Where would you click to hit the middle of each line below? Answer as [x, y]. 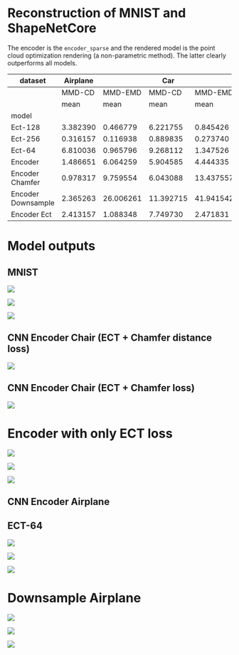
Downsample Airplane [74, 598]
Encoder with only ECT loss [90, 433]
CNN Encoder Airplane [59, 502]
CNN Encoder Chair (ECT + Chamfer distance [110, 338]
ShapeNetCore [52, 28]
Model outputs [52, 246]
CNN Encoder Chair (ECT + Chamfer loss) [101, 388]
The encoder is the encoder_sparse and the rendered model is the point [111, 48]
